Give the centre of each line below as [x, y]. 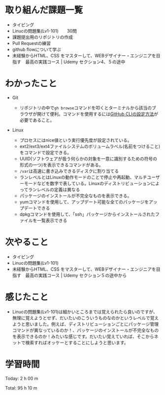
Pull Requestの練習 [31, 43]
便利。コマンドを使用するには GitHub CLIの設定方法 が [104, 114]
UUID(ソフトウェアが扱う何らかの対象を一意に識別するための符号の [88, 158]
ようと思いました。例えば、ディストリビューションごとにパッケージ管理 [85, 324]
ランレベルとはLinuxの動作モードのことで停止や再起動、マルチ [83, 177]
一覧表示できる [52, 220]
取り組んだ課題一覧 [44, 10]
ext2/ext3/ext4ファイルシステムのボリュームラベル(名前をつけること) [90, 146]
